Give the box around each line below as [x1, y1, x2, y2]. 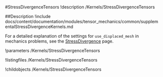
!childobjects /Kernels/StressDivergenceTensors [5, 66, 102, 72]
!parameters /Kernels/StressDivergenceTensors [5, 48, 100, 53]
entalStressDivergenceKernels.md [5, 24, 73, 30]
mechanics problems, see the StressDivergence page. [5, 38, 114, 44]
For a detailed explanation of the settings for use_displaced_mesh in [5, 33, 139, 39]
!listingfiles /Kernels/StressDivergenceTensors [5, 57, 98, 62]
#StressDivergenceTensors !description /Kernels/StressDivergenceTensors [5, 4, 155, 10]
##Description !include [5, 14, 51, 19]
